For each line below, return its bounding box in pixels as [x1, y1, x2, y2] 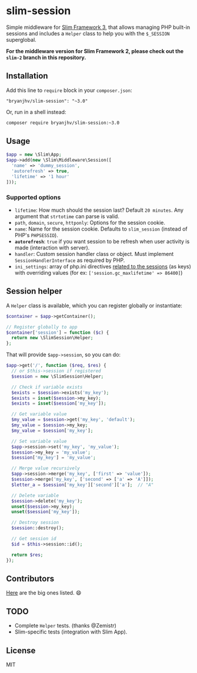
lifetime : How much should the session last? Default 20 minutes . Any [14, 206, 184, 214]
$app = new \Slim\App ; [6, 152, 62, 157]
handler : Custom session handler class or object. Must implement [14, 250, 174, 257]
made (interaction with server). [14, 244, 90, 251]
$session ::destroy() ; [11, 525, 65, 531]
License [6, 645, 36, 655]
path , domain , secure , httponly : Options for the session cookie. [14, 219, 166, 226]
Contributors [6, 573, 55, 583]
